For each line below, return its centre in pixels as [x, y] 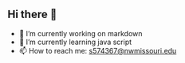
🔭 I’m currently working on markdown [81, 33]
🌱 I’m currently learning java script [75, 42]
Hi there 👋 [32, 15]
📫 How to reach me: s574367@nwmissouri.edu [98, 50]
